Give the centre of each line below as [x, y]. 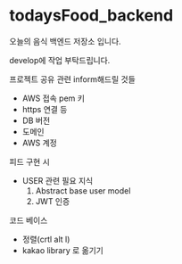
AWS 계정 [40, 143]
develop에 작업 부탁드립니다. [60, 60]
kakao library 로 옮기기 [63, 250]
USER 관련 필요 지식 [58, 180]
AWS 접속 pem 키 [53, 98]
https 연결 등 [45, 109]
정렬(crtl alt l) [46, 239]
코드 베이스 [29, 220]
